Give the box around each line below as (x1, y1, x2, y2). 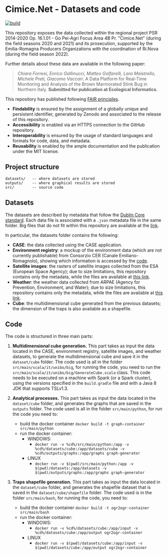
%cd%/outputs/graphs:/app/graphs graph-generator (34, 451, 140, 456)
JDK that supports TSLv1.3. (12, 385, 68, 391)
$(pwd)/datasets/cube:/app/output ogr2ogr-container (34, 545, 147, 550)
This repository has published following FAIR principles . (5, 96, 119, 102)
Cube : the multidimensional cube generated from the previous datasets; (12, 300, 161, 306)
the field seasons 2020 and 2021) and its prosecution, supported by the (5, 40, 153, 46)
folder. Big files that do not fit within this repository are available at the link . (5, 222, 159, 228)
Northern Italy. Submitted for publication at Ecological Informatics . (17, 86, 158, 92)
